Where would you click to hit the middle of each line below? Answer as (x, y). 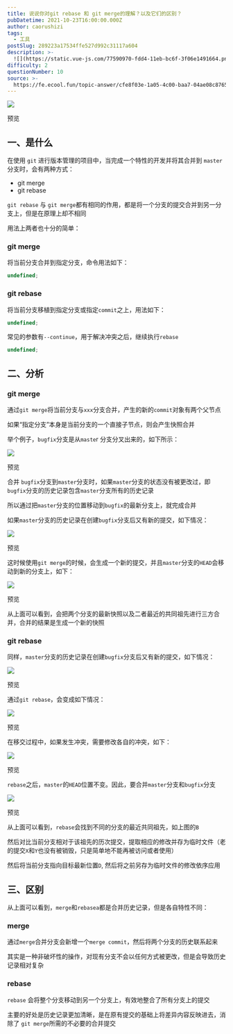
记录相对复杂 (25, 965)
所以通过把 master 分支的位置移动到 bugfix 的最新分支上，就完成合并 (102, 505)
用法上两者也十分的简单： (44, 228)
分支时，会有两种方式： (41, 169)
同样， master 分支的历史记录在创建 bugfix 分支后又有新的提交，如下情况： (111, 657)
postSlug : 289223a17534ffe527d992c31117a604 (72, 46)
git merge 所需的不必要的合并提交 (68, 1023)
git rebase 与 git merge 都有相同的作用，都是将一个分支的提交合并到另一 (111, 205)
